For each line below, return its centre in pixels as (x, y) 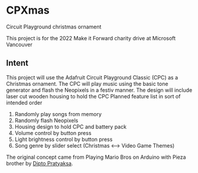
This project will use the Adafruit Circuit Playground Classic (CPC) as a (92, 77)
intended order (24, 102)
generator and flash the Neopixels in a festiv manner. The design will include (99, 90)
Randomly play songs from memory (58, 114)
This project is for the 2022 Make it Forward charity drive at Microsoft (91, 38)
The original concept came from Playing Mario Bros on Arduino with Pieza (96, 157)
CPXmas (28, 10)
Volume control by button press (53, 133)
